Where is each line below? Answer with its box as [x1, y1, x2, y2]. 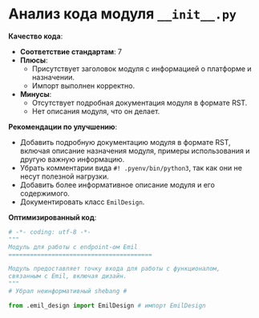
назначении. [31, 72, 75, 82]
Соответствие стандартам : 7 [19, 46, 123, 56]
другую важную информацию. [19, 154, 125, 164]
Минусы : [19, 89, 52, 99]
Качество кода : [8, 31, 63, 41]
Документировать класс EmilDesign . [19, 197, 145, 207]
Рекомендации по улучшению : [8, 122, 118, 131]
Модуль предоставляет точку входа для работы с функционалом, [8, 265, 221, 273]
